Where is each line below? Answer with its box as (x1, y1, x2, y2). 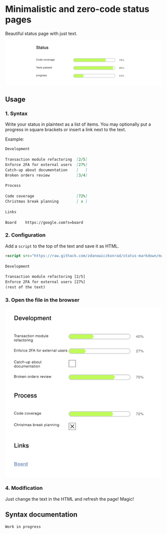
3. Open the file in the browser (5, 296, 80, 303)
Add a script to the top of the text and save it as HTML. (5, 243, 119, 249)
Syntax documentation (5, 511, 78, 519)
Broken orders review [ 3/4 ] (5, 173, 88, 178)
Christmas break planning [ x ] (5, 199, 88, 204)
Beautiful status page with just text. (5, 30, 78, 36)
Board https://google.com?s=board (5, 220, 83, 225)
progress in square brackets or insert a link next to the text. (5, 127, 126, 133)
